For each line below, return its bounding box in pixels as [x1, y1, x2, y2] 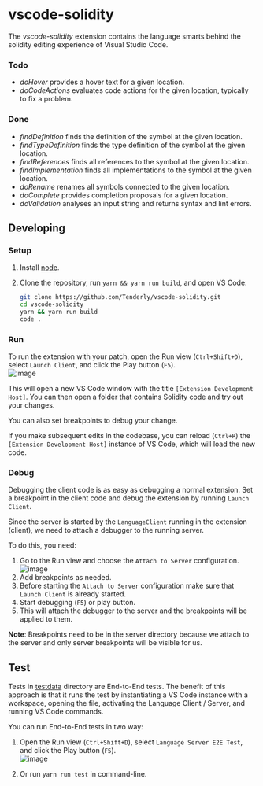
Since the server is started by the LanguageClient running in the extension [8, 517, 248, 526]
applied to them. [19, 614, 73, 624]
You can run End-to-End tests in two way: [8, 722, 143, 732]
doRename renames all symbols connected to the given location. [19, 182, 230, 191]
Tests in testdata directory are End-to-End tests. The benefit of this [8, 682, 226, 692]
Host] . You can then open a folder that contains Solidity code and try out [8, 392, 243, 402]
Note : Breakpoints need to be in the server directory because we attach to [8, 629, 250, 639]
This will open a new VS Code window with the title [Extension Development [8, 384, 254, 393]
